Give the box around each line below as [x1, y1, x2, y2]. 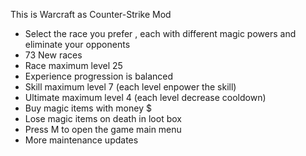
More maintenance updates [24, 134, 139, 146]
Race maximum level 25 [24, 60, 123, 71]
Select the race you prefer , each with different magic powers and [24, 28, 297, 39]
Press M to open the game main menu [24, 124, 182, 135]
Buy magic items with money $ [24, 102, 152, 114]
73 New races [24, 49, 83, 61]
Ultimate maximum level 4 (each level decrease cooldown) [24, 92, 267, 103]
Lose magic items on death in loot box [24, 113, 182, 124]
